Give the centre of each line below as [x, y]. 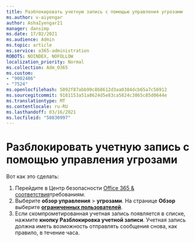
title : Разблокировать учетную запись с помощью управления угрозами [95, 12]
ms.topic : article [29, 46]
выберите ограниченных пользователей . [68, 207]
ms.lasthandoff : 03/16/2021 [41, 112]
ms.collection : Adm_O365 [37, 67]
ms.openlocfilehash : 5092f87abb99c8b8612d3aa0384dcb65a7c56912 [87, 90]
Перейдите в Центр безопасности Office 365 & [74, 188]
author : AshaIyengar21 [34, 23]
